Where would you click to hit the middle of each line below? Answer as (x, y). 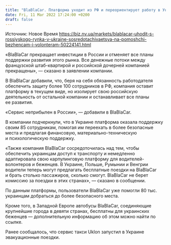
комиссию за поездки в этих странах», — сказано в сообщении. (76, 181)
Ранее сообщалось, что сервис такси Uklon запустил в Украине (75, 232)
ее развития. (19, 102)
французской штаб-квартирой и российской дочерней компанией (77, 65)
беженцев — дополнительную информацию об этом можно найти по (81, 216)
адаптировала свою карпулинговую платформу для (62, 159)
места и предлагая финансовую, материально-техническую (71, 133)
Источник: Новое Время (32, 34)
